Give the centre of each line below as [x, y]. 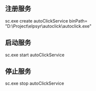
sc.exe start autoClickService [35, 55]
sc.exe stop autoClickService [35, 83]
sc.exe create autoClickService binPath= [46, 21]
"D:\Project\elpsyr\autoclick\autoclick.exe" [48, 26]
